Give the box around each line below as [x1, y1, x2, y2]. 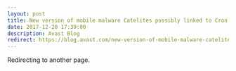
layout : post [7, 10, 46, 18]
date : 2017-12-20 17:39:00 [7, 23, 86, 30]
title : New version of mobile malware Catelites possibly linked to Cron [7, 17, 228, 24]
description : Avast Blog [7, 30, 80, 37]
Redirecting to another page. [7, 56, 90, 64]
